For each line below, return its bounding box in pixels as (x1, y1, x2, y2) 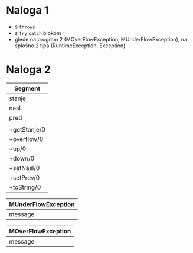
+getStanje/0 (9, 125, 46, 133)
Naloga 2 (6, 63, 51, 76)
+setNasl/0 (9, 164, 40, 172)
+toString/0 (9, 183, 41, 191)
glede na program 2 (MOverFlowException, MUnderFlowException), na (14, 36, 188, 43)
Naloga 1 (6, 4, 49, 17)
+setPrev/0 (9, 173, 40, 181)
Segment (14, 84, 41, 92)
